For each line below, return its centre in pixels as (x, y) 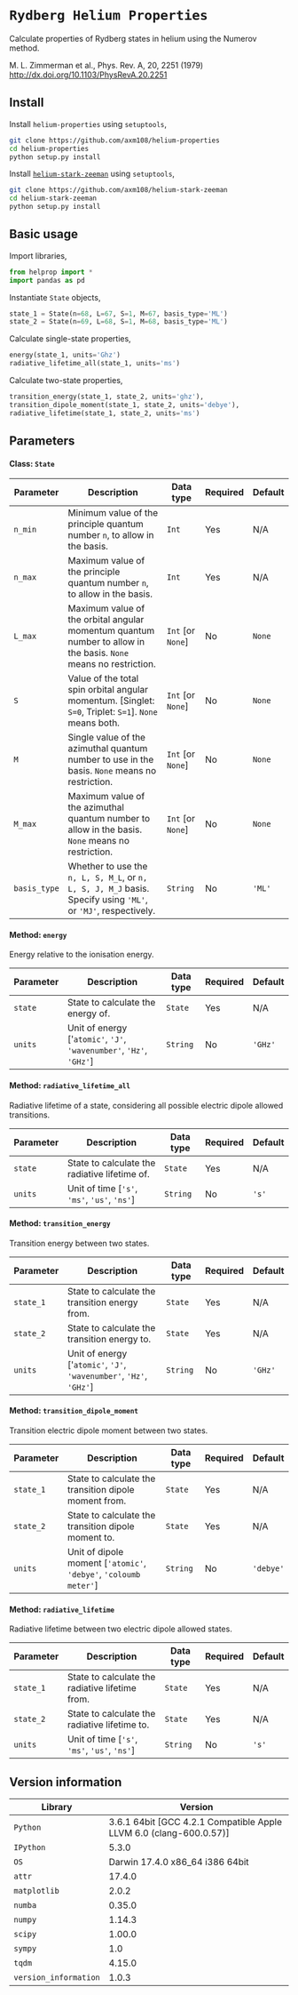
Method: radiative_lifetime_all (70, 1086)
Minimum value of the (113, 513)
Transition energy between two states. (79, 1243)
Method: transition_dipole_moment (74, 1411)
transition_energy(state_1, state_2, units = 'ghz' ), (106, 397)
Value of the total (103, 678)
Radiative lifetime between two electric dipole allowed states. (121, 1629)
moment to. (91, 1538)
